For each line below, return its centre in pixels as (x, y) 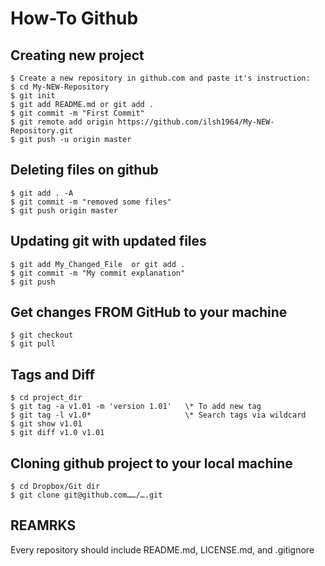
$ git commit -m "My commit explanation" (98, 273)
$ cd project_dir (46, 398)
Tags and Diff (52, 374)
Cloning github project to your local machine (151, 463)
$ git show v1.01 (46, 424)
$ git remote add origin (62, 122)
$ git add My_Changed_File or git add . (98, 264)
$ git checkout (42, 335)
